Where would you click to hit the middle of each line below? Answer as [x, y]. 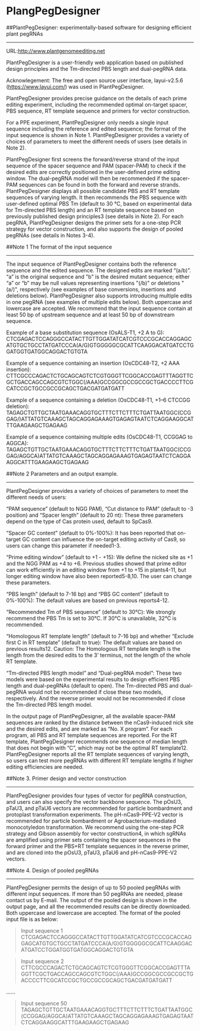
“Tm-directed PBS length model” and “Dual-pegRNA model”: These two [94, 673]
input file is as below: [32, 919]
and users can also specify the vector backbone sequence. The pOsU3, [94, 802]
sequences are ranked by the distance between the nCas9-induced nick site [100, 722]
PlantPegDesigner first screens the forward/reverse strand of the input [93, 159]
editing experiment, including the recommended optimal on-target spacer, [97, 104]
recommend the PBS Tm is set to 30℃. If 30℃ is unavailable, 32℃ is [91, 618]
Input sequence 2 [42, 961]
